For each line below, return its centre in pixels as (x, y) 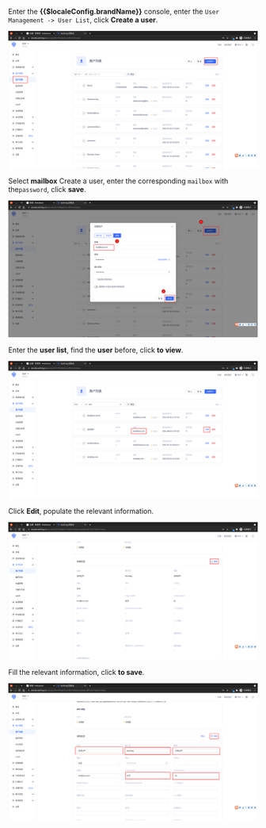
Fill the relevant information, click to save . (76, 672)
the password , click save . (47, 189)
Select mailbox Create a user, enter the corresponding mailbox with (118, 181)
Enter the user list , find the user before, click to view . (96, 350)
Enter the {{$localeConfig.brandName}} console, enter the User (114, 11)
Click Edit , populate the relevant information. (81, 511)
